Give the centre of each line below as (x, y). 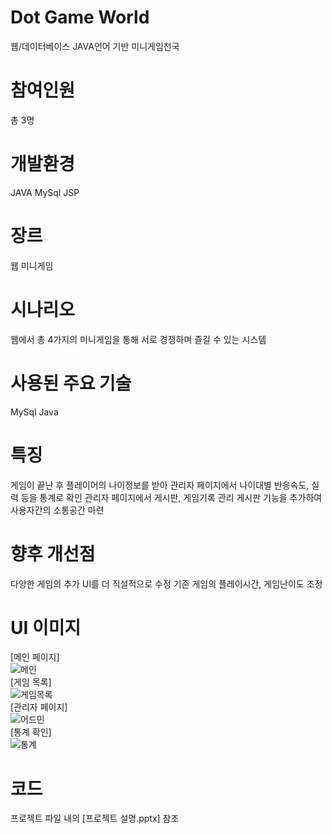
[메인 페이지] (35, 657)
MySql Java (34, 412)
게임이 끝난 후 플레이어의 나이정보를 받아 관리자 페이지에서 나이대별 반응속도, (160, 485)
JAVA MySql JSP (45, 192)
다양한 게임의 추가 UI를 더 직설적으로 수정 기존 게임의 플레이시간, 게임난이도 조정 (166, 583)
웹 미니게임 (32, 265)
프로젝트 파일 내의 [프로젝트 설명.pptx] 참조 (95, 818)
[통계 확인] (31, 732)
